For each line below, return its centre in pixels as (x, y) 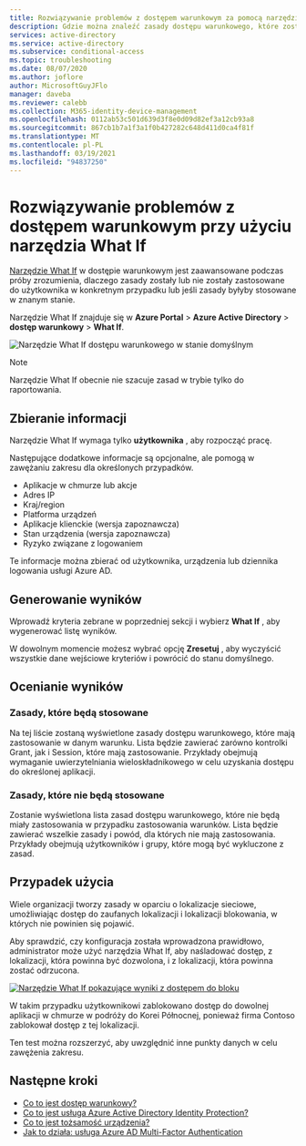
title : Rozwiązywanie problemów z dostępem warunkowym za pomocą (136, 18)
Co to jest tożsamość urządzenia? (86, 1122)
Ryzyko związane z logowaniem (83, 544)
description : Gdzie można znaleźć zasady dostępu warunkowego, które (144, 26)
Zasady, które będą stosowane (79, 713)
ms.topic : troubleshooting (61, 60)
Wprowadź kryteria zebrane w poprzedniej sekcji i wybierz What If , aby (145, 621)
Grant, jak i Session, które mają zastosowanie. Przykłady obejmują (133, 752)
